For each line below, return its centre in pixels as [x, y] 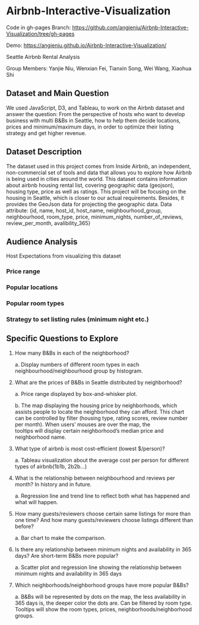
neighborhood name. [40, 437]
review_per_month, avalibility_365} [48, 223]
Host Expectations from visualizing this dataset [64, 256]
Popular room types [35, 304]
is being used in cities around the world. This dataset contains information [97, 179]
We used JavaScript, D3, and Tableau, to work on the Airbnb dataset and [95, 108]
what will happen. [36, 502]
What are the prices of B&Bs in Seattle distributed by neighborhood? [98, 382]
